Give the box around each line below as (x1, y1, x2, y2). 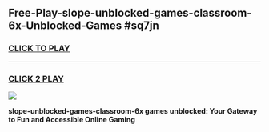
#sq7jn (123, 19, 160, 33)
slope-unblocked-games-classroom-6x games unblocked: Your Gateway (8, 106, 258, 115)
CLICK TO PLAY (8, 43, 70, 54)
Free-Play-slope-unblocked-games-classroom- (8, 6, 252, 20)
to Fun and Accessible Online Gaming (8, 114, 136, 124)
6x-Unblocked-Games (8, 19, 122, 33)
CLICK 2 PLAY (8, 73, 64, 84)
